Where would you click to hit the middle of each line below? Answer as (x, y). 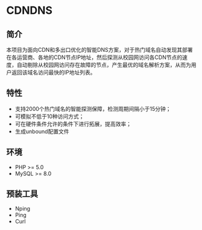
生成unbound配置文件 (42, 131)
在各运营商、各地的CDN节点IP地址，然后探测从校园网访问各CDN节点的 (94, 57)
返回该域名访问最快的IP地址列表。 (53, 72)
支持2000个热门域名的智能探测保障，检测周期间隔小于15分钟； (93, 108)
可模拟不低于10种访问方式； (49, 116)
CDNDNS (30, 11)
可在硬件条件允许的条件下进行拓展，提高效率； (73, 123)
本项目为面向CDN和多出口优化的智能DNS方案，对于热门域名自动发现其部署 (99, 50)
